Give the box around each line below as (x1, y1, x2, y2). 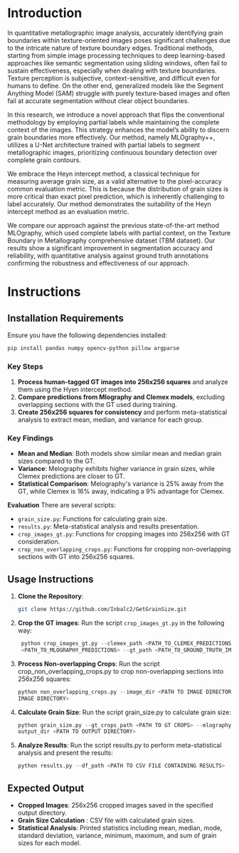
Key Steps (7, 361, 44, 371)
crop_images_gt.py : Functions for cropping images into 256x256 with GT (17, 530, 230, 539)
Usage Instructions (7, 573, 94, 585)
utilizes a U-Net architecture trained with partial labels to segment (7, 140, 201, 149)
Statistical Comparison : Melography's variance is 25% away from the (17, 480, 224, 488)
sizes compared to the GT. (17, 457, 95, 465)
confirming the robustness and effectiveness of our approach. (7, 258, 190, 267)
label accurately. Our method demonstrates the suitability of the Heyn (7, 199, 211, 208)
